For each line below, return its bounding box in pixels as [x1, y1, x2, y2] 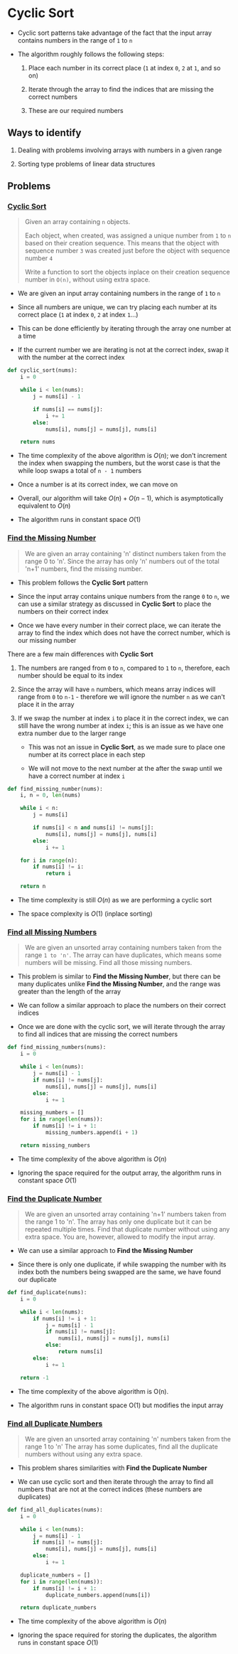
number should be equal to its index [17, 671, 123, 680]
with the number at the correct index [17, 353, 125, 362]
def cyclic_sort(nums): [7, 367, 78, 374]
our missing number [17, 636, 77, 644]
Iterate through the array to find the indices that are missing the [28, 85, 215, 93]
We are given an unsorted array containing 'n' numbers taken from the [24, 1434, 231, 1443]
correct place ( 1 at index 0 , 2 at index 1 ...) [17, 311, 139, 319]
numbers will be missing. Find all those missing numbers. [24, 959, 193, 967]
